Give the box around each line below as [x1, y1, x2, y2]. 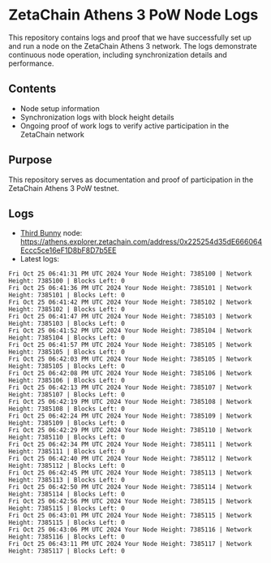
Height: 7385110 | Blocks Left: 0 [8, 433, 126, 442]
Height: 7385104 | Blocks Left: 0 [8, 334, 126, 342]
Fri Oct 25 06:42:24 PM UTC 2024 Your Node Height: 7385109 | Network [8, 412, 252, 420]
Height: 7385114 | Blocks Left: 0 [8, 490, 126, 499]
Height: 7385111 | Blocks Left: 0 [8, 448, 126, 456]
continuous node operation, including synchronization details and [8, 50, 227, 59]
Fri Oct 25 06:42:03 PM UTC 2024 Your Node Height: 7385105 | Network [8, 355, 252, 363]
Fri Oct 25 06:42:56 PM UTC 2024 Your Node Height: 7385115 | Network [8, 497, 252, 505]
